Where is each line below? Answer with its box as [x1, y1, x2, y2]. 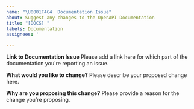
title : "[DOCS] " [6, 20, 50, 26]
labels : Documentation [6, 25, 63, 32]
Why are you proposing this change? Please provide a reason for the [6, 90, 180, 97]
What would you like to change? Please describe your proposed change [6, 71, 187, 79]
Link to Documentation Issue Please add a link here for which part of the [6, 53, 188, 61]
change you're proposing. [6, 96, 70, 104]
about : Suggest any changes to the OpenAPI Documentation [6, 15, 155, 21]
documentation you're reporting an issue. [6, 60, 109, 67]
